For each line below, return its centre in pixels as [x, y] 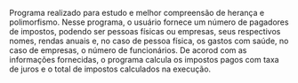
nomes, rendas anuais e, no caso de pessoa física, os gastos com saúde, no [149, 41]
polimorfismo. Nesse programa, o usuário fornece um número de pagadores [149, 22]
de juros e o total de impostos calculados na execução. [110, 69]
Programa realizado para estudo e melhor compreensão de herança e [137, 13]
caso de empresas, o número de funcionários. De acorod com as [128, 50]
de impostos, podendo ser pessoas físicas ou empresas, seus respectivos [145, 31]
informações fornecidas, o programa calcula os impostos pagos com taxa [144, 60]
